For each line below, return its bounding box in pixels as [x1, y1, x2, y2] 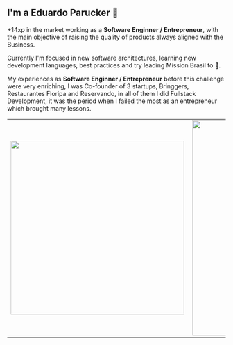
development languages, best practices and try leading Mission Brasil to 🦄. [7, 61, 221, 70]
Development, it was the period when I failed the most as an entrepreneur [7, 97, 218, 105]
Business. [7, 40, 35, 49]
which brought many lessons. [7, 104, 92, 112]
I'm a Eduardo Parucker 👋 [7, 7, 119, 19]
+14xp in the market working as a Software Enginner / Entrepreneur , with [7, 25, 218, 33]
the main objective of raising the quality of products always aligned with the [7, 33, 224, 41]
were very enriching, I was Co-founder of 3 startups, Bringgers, [7, 81, 189, 90]
